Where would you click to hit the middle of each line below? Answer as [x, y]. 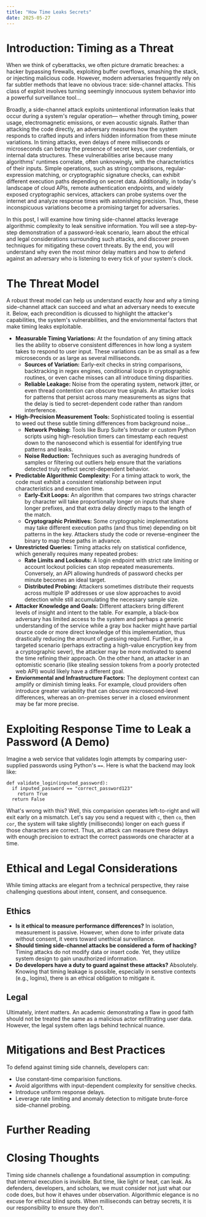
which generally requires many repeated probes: [77, 554]
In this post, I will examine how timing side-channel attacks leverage [93, 219]
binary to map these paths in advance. [73, 541]
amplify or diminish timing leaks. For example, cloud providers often [101, 684]
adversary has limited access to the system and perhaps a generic [99, 619]
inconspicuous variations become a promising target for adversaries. [93, 208]
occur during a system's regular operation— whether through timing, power [102, 116]
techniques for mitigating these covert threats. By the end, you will [90, 246]
